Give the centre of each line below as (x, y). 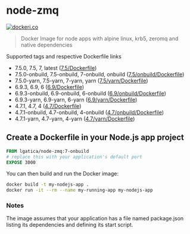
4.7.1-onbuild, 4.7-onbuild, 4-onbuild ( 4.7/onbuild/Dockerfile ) (89, 112)
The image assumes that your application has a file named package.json (95, 218)
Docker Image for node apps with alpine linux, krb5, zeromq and (99, 38)
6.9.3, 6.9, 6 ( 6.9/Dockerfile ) (49, 87)
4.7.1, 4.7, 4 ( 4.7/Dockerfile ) (48, 106)
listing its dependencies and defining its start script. (70, 225)
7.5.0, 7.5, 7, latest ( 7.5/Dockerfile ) (56, 68)
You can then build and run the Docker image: (63, 174)
